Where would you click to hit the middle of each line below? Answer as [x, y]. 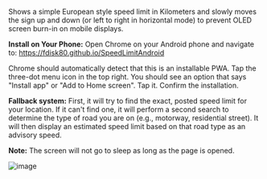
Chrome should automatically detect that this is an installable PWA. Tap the [132, 68]
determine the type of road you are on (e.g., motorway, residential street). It [133, 118]
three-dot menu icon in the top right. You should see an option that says [127, 77]
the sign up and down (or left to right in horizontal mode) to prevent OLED [130, 20]
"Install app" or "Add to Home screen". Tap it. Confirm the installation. [123, 85]
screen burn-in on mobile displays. [66, 28]
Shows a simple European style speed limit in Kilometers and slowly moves [133, 12]
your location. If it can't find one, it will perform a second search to [119, 109]
